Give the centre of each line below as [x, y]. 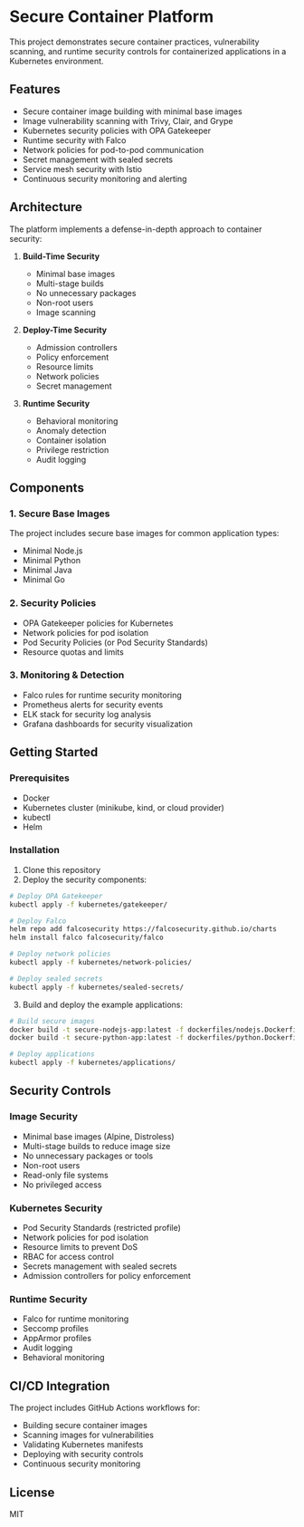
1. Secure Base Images [60, 514]
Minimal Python [52, 561]
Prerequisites [39, 778]
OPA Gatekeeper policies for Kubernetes [98, 623]
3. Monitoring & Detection [67, 675]
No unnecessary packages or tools [88, 1156]
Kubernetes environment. [57, 61]
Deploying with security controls [83, 1455]
